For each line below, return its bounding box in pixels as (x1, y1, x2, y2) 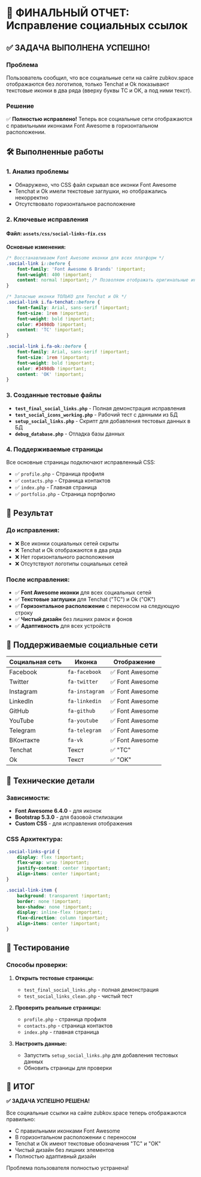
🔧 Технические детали (6, 776, 95, 786)
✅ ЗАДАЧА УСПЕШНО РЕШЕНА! (6, 1097, 90, 1105)
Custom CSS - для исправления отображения (14, 820, 133, 827)
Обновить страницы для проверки (23, 1064, 112, 1072)
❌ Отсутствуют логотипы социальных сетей (14, 560, 128, 567)
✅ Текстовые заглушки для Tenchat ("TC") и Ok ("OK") (14, 595, 156, 603)
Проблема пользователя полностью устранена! (6, 1164, 129, 1172)
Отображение (113, 658, 156, 666)
